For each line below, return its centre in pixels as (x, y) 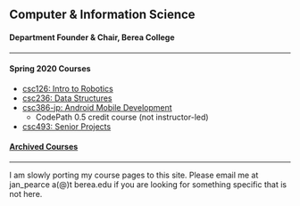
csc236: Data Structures (67, 98)
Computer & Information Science (102, 15)
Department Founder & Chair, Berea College (92, 37)
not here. (26, 194)
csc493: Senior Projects (67, 126)
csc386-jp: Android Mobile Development (97, 107)
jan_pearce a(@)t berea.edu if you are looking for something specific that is (148, 185)
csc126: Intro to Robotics (67, 88)
